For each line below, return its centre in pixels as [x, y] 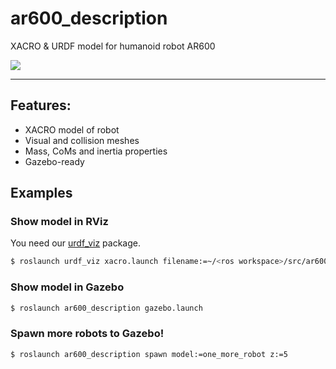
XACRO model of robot [72, 129]
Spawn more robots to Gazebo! [87, 334]
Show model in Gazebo [67, 287]
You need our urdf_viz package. [76, 243]
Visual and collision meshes [82, 140]
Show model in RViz [59, 222]
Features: [41, 105]
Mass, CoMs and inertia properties [96, 151]
